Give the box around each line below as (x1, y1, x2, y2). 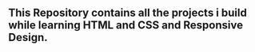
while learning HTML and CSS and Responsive (8, 19, 244, 32)
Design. (8, 31, 48, 44)
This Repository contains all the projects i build (8, 6, 248, 20)
